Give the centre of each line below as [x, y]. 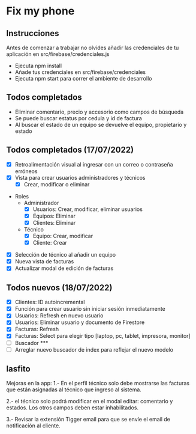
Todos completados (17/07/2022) [70, 150]
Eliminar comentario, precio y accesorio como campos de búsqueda [99, 112]
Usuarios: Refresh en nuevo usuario [59, 316]
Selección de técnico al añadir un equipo [65, 255]
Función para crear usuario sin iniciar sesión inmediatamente [90, 309]
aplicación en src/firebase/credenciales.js [58, 54]
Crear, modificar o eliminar [57, 184]
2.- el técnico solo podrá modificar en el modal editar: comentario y [90, 402]
